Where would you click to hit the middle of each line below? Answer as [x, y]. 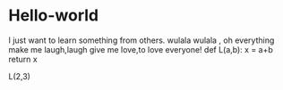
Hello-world [54, 16]
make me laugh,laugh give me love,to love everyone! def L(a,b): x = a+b [141, 49]
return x [23, 59]
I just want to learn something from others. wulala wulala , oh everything [141, 40]
